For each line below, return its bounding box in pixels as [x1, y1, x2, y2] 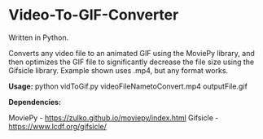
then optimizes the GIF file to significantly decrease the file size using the [8, 57, 255, 67]
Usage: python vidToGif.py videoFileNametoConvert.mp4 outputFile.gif [8, 81, 248, 91]
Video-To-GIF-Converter [8, 6, 179, 24]
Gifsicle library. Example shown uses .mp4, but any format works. [8, 65, 229, 75]
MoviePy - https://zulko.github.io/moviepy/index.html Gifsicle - [8, 112, 219, 123]
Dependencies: [8, 97, 62, 106]
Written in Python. [8, 33, 69, 42]
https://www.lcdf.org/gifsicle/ [8, 121, 107, 131]
